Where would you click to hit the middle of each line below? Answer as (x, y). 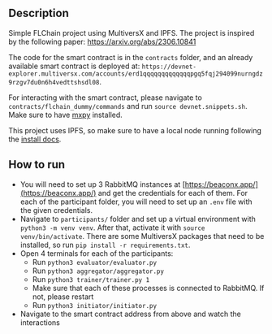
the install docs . (35, 139)
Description (39, 13)
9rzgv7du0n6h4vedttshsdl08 (54, 82)
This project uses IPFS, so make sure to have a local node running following (135, 130)
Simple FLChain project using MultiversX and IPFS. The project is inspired (132, 33)
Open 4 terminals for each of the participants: (97, 253)
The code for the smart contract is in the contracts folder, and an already (131, 57)
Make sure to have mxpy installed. (66, 115)
